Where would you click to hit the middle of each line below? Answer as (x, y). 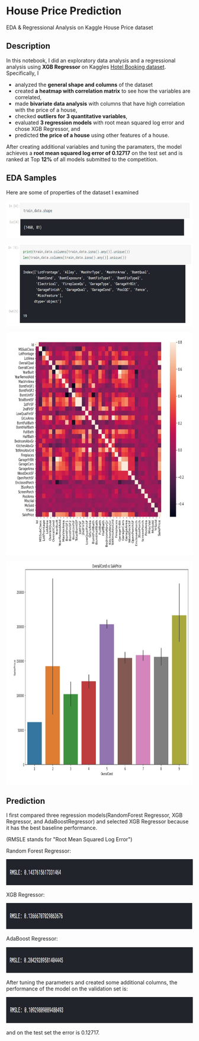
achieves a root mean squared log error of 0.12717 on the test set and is (94, 153)
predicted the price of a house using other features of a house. (92, 135)
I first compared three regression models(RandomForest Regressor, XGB (94, 815)
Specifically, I (23, 73)
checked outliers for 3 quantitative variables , (71, 116)
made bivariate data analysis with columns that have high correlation (100, 103)
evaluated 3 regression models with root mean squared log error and (99, 122)
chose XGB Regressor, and (47, 128)
